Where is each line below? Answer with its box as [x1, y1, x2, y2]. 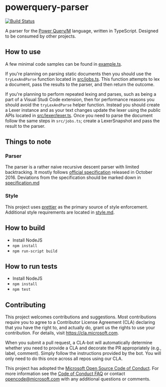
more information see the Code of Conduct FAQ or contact [5, 370, 126, 377]
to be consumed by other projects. [5, 33, 76, 39]
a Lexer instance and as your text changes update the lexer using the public [5, 107, 161, 113]
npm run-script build [12, 249, 57, 254]
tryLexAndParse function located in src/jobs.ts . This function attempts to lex [5, 76, 160, 82]
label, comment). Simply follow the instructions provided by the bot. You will [5, 350, 161, 356]
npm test [12, 287, 31, 292]
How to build [5, 224, 45, 232]
